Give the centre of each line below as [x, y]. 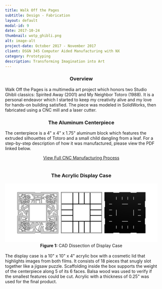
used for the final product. [31, 282]
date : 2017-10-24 [22, 31]
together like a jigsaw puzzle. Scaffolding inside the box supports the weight [81, 266]
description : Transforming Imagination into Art [55, 61]
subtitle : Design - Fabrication [37, 15]
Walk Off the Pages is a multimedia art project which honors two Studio [76, 89]
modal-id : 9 [17, 26]
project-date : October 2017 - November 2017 [51, 46]
